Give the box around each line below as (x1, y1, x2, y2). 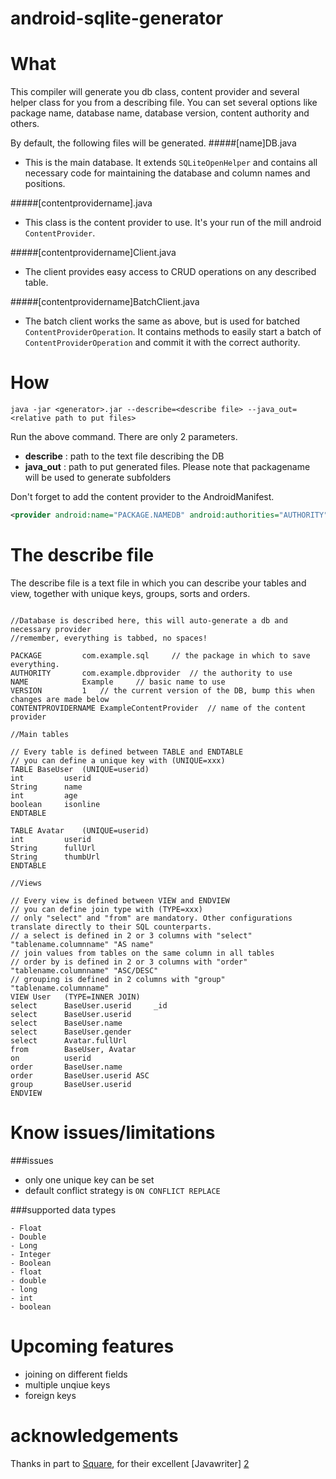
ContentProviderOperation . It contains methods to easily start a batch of (24, 326, 322, 338)
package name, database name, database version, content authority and (10, 107, 310, 119)
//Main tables (10, 729, 70, 739)
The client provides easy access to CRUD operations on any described (24, 266, 317, 278)
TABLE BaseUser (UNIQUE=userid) (10, 764, 150, 774)
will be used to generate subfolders (24, 472, 172, 484)
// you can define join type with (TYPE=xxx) (10, 904, 203, 914)
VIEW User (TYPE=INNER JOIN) (10, 992, 141, 1002)
